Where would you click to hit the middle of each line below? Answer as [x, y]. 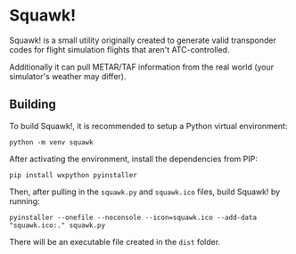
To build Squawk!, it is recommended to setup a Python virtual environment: [148, 126]
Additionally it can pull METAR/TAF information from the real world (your [142, 67]
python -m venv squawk [51, 142]
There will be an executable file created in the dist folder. [115, 242]
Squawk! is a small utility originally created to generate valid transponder [143, 40]
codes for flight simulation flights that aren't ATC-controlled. [119, 49]
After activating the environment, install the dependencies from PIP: [134, 159]
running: [25, 201]
